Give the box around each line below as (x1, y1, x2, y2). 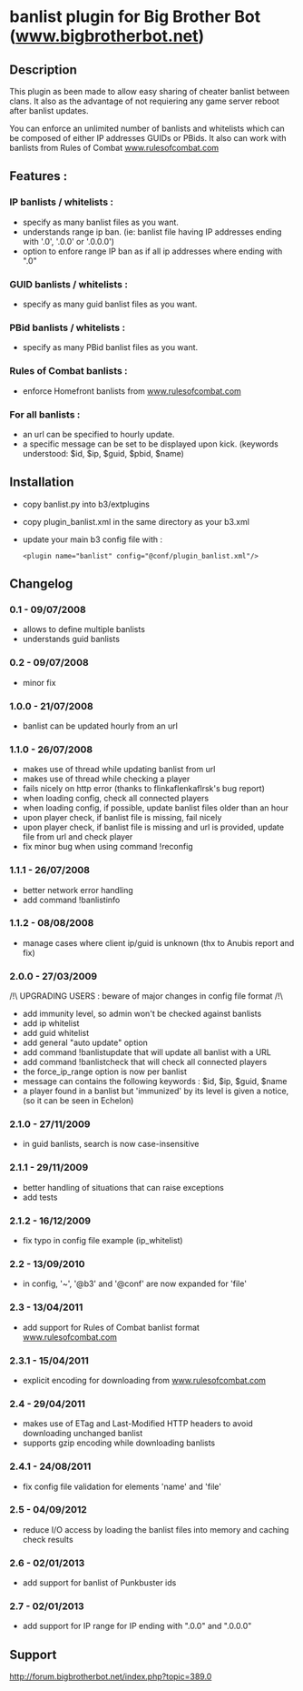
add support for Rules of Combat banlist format (22, 1322, 200, 1333)
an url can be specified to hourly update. (22, 428, 175, 439)
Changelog (9, 576, 73, 592)
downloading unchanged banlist (22, 1428, 143, 1439)
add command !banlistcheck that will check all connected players (22, 1057, 268, 1068)
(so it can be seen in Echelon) (22, 1095, 134, 1106)
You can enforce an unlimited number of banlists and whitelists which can (9, 123, 286, 134)
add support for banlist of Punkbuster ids (22, 1577, 177, 1588)
